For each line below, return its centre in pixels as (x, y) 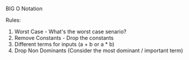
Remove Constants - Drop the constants (64, 38)
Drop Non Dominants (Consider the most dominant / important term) (99, 50)
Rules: (13, 20)
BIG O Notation (24, 9)
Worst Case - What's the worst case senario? (70, 31)
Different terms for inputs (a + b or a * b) (64, 44)
